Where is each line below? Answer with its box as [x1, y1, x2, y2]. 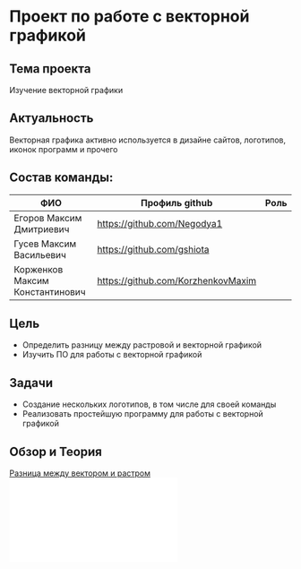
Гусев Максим [13, 237, 77, 250]
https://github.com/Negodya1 [97, 217, 223, 229]
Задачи [9, 375, 54, 391]
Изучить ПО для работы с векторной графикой [21, 349, 202, 360]
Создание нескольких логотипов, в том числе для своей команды [21, 399, 277, 410]
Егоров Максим [13, 211, 82, 224]
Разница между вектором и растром [9, 468, 150, 478]
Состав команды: [9, 170, 114, 185]
